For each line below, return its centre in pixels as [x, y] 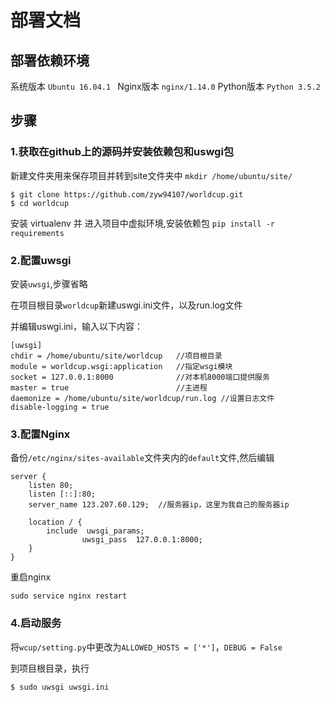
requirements [37, 233]
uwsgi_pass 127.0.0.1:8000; [142, 540]
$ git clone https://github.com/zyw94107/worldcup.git [127, 194]
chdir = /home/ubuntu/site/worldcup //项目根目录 [116, 356]
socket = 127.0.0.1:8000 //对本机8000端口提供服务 [140, 377]
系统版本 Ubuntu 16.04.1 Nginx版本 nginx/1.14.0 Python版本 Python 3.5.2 [165, 86]
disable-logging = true [60, 407]
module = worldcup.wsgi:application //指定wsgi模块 [121, 366]
